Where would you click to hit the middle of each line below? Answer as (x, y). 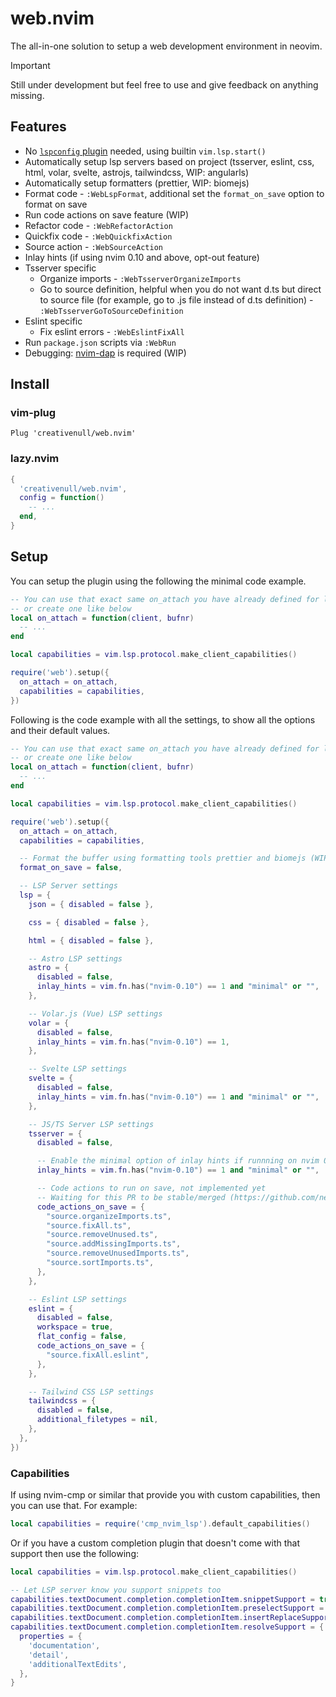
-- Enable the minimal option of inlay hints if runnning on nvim (178, 1161)
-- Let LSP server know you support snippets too (116, 1590)
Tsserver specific (60, 268)
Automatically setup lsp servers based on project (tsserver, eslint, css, (169, 161)
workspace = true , (75, 1327)
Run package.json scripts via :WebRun (100, 342)
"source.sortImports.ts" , (100, 1263)
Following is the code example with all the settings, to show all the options (163, 719)
